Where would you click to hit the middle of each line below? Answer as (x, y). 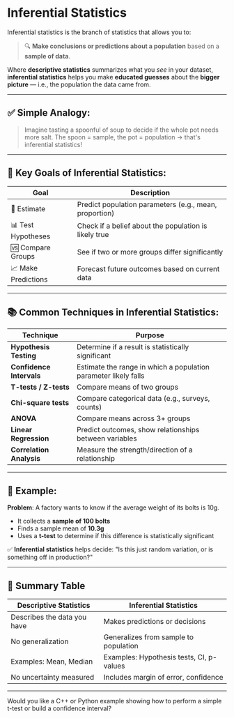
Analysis (25, 459)
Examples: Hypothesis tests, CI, (155, 657)
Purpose (150, 335)
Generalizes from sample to (148, 637)
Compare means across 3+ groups (133, 418)
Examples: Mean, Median (52, 662)
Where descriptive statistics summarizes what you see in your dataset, (110, 69)
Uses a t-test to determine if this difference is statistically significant (116, 536)
